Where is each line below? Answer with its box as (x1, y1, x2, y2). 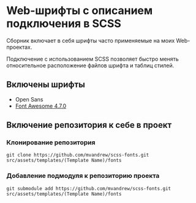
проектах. (6, 43, 32, 51)
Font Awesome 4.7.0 (15, 102, 67, 109)
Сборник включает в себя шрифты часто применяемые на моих (6, 37, 175, 44)
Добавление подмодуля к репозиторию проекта (6, 172, 160, 180)
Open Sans (15, 95, 43, 103)
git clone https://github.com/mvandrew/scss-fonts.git (6, 152, 149, 158)
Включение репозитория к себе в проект (6, 120, 172, 130)
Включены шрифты (6, 79, 86, 90)
